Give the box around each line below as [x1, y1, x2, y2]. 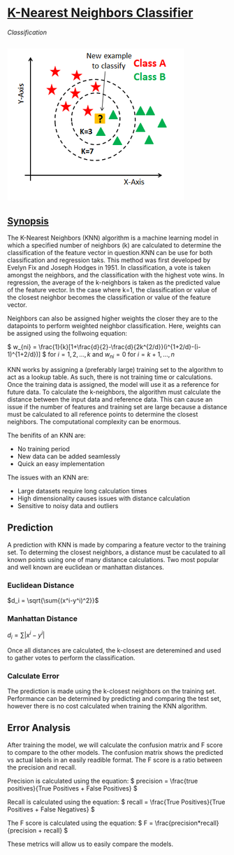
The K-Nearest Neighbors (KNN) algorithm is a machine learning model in [7, 233, 219, 242]
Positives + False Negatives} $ [7, 805, 96, 814]
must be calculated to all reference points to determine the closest [7, 410, 198, 418]
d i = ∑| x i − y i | [7, 629, 45, 641]
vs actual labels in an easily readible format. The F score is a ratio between [7, 755, 223, 764]
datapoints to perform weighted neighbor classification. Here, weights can [7, 322, 221, 330]
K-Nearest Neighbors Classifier [7, 5, 193, 21]
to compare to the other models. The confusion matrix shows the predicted [7, 748, 224, 756]
